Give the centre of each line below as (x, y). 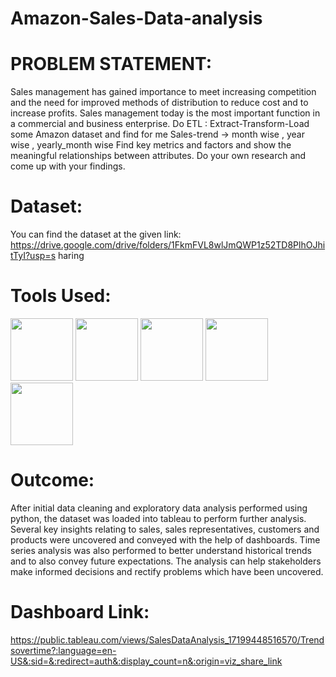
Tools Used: (61, 296)
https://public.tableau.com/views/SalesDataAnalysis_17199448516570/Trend (167, 639)
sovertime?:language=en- (63, 650)
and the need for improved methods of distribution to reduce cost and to (159, 103)
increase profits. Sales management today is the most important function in (165, 113)
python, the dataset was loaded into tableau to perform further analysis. (158, 518)
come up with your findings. (68, 166)
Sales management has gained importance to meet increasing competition (163, 92)
